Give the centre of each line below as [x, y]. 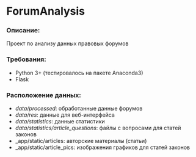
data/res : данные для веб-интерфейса [65, 115]
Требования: [27, 59]
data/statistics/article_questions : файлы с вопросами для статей [98, 128]
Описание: [23, 31]
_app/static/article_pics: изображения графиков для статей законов [103, 147]
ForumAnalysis [46, 11]
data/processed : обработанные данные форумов [79, 109]
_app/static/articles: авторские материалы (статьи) [81, 141]
